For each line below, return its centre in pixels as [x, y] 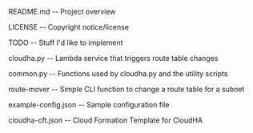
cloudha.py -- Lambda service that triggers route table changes [113, 58]
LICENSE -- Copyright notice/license [69, 27]
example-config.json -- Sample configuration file [89, 105]
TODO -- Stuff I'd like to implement [66, 42]
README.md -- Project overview [62, 12]
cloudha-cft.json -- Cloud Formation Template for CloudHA [105, 120]
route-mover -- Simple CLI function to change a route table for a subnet [127, 89]
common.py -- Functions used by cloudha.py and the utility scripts [118, 74]
